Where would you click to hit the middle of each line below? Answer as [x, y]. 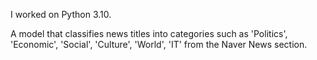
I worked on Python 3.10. [61, 14]
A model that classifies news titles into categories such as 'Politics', [149, 33]
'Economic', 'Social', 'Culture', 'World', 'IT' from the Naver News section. [159, 44]
